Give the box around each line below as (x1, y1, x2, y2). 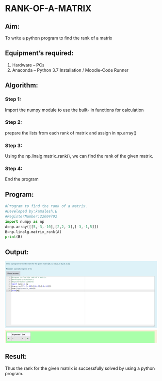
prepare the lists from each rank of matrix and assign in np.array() (5, 130, 137, 136)
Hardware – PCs (12, 62, 45, 68)
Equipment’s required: (5, 49, 74, 57)
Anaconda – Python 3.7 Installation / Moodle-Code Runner (12, 67, 129, 73)
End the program (5, 176, 39, 182)
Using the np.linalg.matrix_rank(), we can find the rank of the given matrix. (5, 153, 154, 159)
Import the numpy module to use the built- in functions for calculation (5, 107, 144, 113)
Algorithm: (5, 81, 38, 90)
